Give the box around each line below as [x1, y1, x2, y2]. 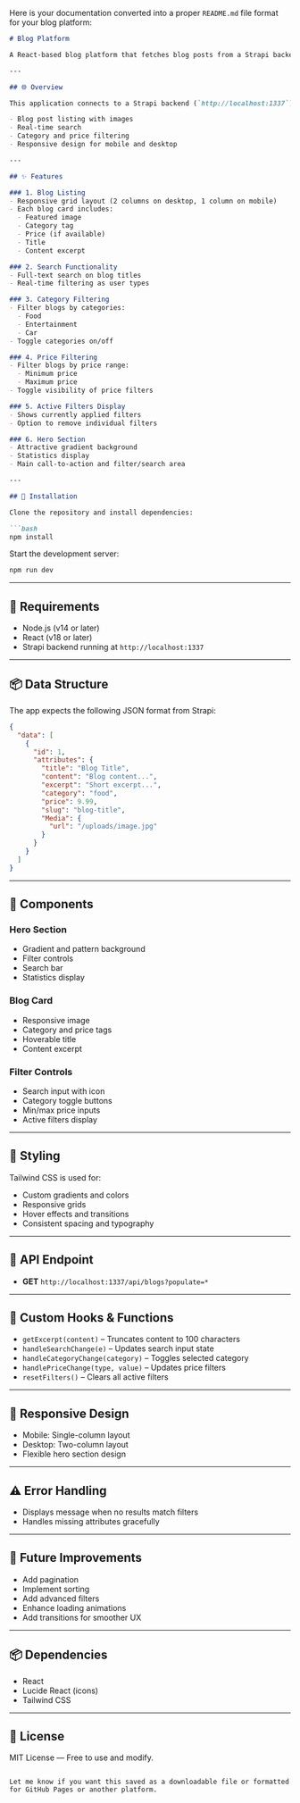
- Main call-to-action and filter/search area [9, 460, 186, 469]
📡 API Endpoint [9, 1252, 94, 1267]
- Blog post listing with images [9, 115, 134, 124]
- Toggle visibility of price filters [9, 386, 154, 395]
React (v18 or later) [21, 632, 93, 643]
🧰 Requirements [9, 598, 100, 614]
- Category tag [17, 221, 74, 230]
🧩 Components [9, 897, 94, 912]
